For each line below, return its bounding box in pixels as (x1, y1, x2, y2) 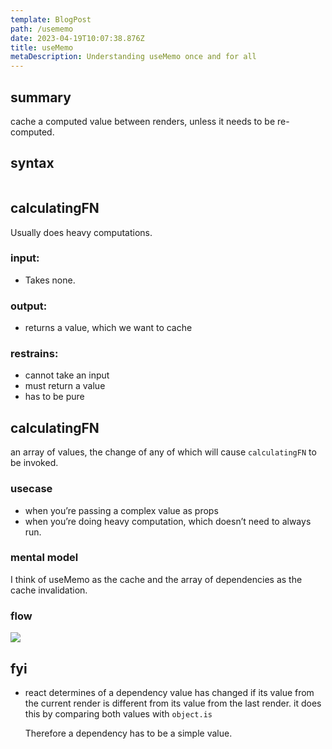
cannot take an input (24, 369, 110, 381)
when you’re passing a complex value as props (24, 504, 219, 516)
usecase (10, 482, 53, 496)
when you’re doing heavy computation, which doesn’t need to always (24, 515, 312, 527)
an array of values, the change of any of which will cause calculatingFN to (10, 446, 317, 458)
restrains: (10, 347, 59, 361)
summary (10, 89, 72, 106)
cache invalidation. (10, 584, 88, 596)
